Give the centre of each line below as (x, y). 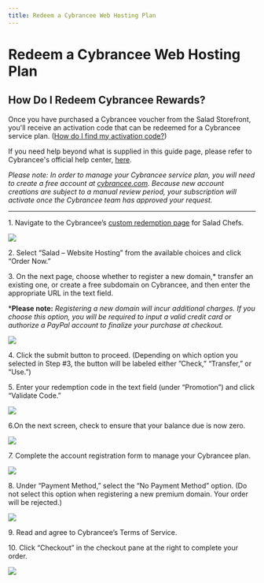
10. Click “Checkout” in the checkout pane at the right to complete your (123, 548)
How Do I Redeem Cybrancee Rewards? (107, 100)
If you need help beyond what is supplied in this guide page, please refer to (130, 151)
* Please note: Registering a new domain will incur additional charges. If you (132, 308)
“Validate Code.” (35, 395)
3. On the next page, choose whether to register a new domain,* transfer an (131, 276)
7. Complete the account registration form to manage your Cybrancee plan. (130, 455)
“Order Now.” (29, 261)
